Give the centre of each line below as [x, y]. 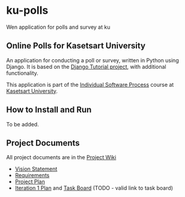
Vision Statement [36, 169]
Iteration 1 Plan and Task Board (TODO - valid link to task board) [94, 188]
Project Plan [30, 182]
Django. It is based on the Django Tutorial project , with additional [86, 66]
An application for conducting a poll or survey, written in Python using [92, 60]
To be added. [23, 124]
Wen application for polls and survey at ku [58, 27]
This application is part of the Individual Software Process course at [90, 84]
